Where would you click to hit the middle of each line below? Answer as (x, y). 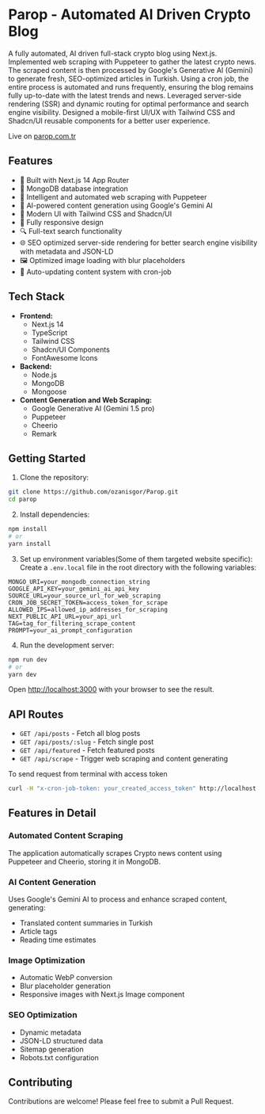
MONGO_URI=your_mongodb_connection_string (79, 582)
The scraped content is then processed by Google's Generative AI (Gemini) (131, 70)
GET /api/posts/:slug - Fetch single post (87, 742)
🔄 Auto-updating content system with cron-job (95, 272)
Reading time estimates (58, 940)
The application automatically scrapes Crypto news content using (115, 853)
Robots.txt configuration (59, 1057)
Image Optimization (47, 960)
